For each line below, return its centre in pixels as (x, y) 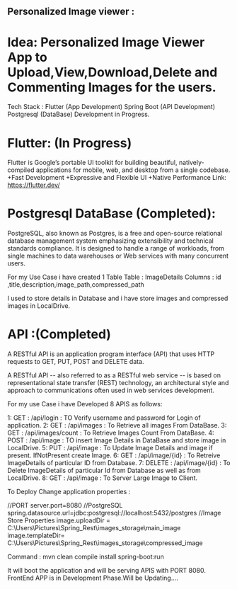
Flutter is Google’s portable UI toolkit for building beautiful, (92, 163)
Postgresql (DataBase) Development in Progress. (79, 114)
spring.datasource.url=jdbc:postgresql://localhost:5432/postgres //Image (114, 513)
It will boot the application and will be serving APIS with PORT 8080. (107, 571)
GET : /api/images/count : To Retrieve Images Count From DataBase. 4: (111, 433)
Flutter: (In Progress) (70, 143)
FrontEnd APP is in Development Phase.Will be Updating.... (93, 578)
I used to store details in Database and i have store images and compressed (118, 298)
